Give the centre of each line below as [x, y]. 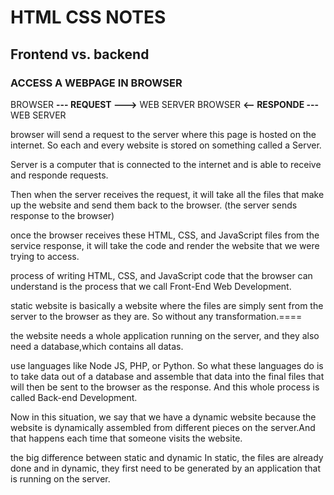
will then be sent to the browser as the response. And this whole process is [165, 387]
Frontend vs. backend [80, 54]
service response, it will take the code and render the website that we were [165, 245]
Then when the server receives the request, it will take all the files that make [167, 194]
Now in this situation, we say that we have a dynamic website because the [163, 417]
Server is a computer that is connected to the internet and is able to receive [166, 164]
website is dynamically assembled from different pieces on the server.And [163, 427]
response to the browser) [62, 215]
